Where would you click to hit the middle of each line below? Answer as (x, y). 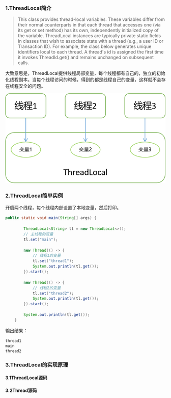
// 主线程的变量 (38, 234)
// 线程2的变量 (47, 288)
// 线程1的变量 (47, 256)
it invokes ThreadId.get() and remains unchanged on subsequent (86, 58)
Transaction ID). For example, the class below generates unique (84, 46)
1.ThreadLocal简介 (28, 8)
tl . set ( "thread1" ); (53, 261)
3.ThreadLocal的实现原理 (37, 364)
